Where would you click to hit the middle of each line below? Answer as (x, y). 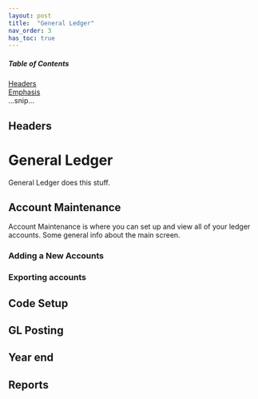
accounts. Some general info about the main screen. (95, 235)
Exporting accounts (47, 277)
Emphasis (24, 92)
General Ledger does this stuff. (59, 182)
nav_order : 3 (30, 30)
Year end (31, 358)
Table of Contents (39, 63)
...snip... (21, 101)
